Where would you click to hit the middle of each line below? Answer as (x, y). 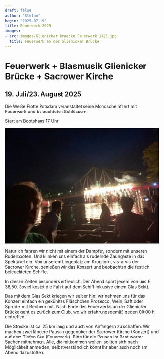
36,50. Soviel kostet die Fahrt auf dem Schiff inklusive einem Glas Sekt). (77, 287)
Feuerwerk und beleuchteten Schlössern (46, 111)
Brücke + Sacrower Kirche (59, 77)
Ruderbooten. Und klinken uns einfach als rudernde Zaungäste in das (75, 256)
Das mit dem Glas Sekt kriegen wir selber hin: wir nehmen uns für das (75, 296)
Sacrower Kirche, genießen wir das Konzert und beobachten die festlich (77, 267)
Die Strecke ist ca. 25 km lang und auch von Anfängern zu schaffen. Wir (78, 326)
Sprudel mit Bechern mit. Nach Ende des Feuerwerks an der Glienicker (76, 306)
